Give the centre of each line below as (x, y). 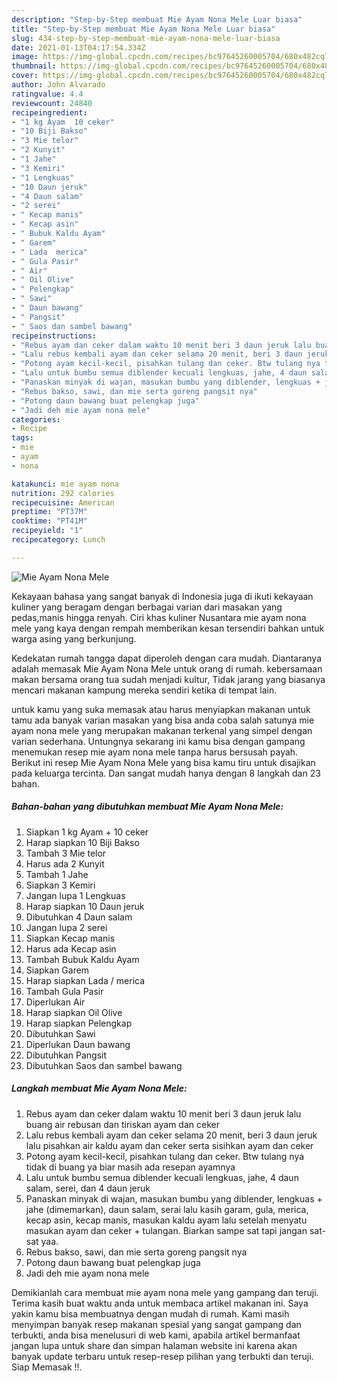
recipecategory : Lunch (58, 540)
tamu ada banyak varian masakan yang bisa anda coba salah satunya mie (163, 720)
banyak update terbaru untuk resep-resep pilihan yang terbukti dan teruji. (162, 1356)
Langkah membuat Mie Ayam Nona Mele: (99, 1088)
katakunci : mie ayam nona (65, 484)
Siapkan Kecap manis (70, 938)
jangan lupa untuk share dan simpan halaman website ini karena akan (154, 1345)
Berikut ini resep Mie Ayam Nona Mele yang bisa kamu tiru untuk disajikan (163, 762)
